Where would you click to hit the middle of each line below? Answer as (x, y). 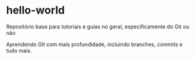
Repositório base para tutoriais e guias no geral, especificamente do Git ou (98, 27)
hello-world (36, 10)
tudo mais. (19, 50)
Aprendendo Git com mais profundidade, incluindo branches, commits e (95, 44)
